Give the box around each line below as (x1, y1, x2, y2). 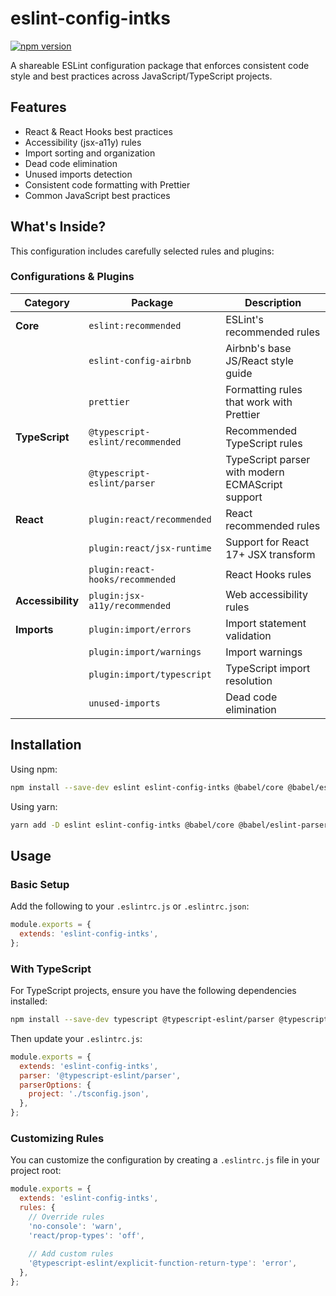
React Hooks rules (225, 567, 312, 581)
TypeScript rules (225, 436, 303, 450)
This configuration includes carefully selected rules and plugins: (10, 245, 275, 257)
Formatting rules (225, 382, 303, 396)
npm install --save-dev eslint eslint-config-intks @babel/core (10, 782, 284, 792)
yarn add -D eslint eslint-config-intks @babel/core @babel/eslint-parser (10, 820, 329, 830)
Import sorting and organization (24, 147, 156, 159)
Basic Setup (10, 877, 70, 891)
